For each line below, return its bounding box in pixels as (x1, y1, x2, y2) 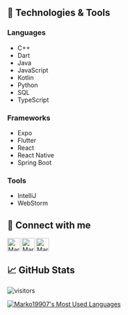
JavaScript (17, 66, 49, 74)
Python (17, 81, 38, 89)
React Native (17, 151, 54, 159)
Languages (7, 28, 47, 38)
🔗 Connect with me (7, 219, 91, 231)
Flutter (17, 136, 37, 144)
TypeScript (17, 95, 49, 104)
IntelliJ (17, 192, 37, 200)
